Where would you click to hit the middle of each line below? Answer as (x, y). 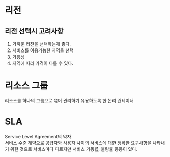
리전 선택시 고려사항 (34, 31)
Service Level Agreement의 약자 (38, 136)
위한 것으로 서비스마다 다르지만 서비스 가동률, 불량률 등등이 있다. (74, 149)
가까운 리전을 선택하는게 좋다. (41, 44)
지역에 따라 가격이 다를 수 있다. (42, 63)
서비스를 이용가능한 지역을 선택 (43, 50)
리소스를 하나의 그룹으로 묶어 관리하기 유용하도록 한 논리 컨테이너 (69, 100)
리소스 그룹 (26, 86)
